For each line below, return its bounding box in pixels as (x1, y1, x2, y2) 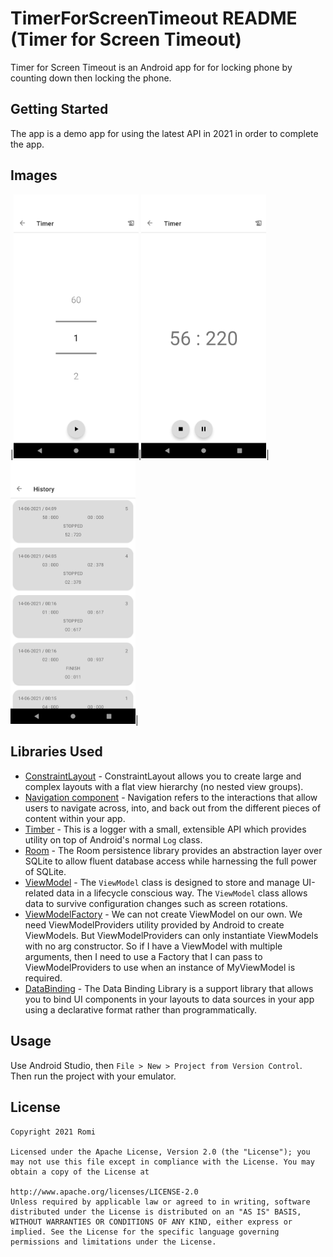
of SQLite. (24, 865, 67, 877)
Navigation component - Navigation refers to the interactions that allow (24, 791, 318, 803)
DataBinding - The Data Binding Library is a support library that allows (24, 982, 314, 994)
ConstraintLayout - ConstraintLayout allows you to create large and (24, 770, 302, 782)
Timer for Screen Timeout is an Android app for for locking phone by (10, 61, 293, 73)
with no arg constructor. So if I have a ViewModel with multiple (24, 940, 283, 952)
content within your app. (24, 812, 126, 824)
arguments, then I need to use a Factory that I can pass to (24, 950, 263, 962)
